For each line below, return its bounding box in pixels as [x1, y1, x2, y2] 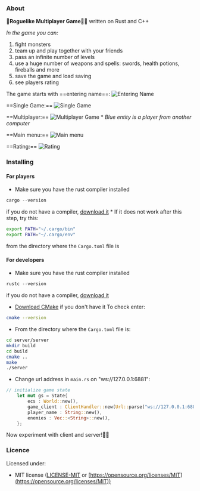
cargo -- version [6, 197, 46, 203]
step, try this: [6, 215, 39, 222]
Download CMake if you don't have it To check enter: [14, 303, 146, 311]
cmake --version [6, 315, 46, 321]
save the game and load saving [14, 73, 92, 80]
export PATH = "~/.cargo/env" [6, 231, 76, 238]
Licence [6, 446, 30, 455]
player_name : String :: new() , [27, 409, 102, 415]
